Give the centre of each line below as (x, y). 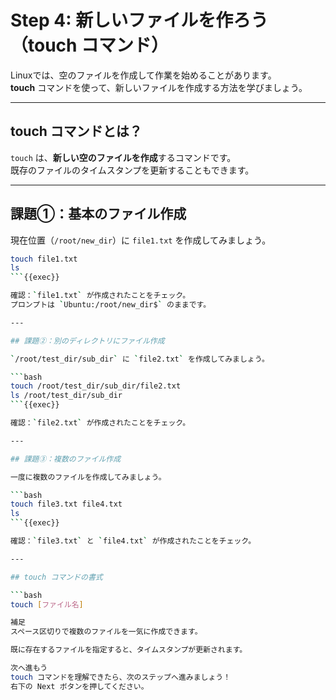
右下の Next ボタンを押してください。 (79, 686)
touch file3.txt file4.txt (66, 504)
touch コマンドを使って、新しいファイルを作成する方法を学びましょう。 (159, 87)
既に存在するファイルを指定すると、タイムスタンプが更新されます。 (129, 650)
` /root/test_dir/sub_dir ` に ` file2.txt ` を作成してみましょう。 (140, 359)
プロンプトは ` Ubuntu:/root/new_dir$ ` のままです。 (111, 305)
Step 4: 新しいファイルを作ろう (139, 20)
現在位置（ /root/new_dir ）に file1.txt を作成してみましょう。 (141, 240)
